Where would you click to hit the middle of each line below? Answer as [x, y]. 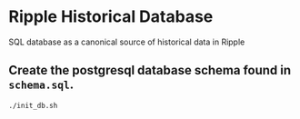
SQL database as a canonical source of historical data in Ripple [127, 42]
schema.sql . [41, 85]
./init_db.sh [33, 105]
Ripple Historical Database [111, 17]
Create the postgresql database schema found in [150, 70]
